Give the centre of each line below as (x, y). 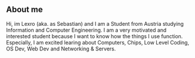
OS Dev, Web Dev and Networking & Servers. (61, 49)
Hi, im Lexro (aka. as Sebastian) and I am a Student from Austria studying (95, 23)
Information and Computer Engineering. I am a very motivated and (86, 30)
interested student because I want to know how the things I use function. (95, 36)
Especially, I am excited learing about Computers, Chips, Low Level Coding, (98, 42)
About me (24, 10)
